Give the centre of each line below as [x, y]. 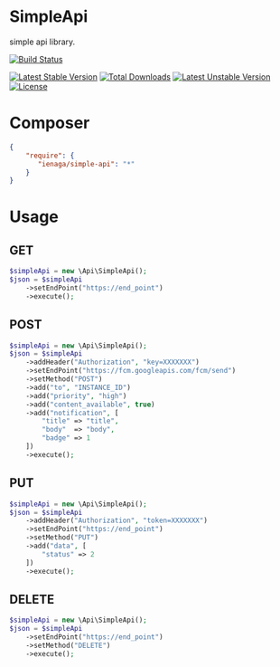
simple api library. [42, 42]
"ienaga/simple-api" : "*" [86, 164]
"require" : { [50, 156]
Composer [50, 123]
